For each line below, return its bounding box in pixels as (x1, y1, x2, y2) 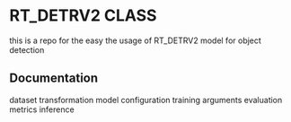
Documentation (9, 71, 99, 86)
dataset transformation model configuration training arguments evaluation (9, 94, 283, 105)
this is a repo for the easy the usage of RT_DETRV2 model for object (9, 35, 262, 46)
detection (9, 44, 45, 55)
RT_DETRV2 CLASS (9, 5, 157, 26)
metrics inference (9, 104, 75, 115)
